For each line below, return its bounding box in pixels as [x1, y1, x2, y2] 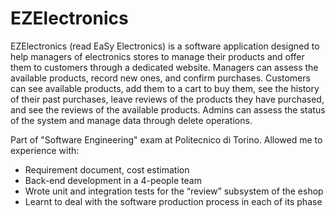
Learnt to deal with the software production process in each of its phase [24, 195, 323, 207]
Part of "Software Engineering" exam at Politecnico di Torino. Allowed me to [10, 133, 323, 146]
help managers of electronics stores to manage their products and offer [10, 50, 305, 62]
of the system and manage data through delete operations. [10, 114, 253, 126]
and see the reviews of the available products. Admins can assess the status [10, 103, 326, 116]
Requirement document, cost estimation [24, 163, 190, 176]
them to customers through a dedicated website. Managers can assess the [10, 61, 319, 73]
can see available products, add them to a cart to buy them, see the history [10, 82, 320, 94]
